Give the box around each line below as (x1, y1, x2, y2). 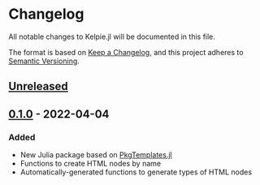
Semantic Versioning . (8, 56, 80, 66)
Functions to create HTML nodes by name (19, 159, 161, 169)
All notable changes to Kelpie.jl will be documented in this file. (8, 32, 215, 41)
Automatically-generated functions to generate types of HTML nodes (19, 167, 253, 177)
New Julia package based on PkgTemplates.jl (19, 150, 172, 160)
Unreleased (8, 80, 69, 93)
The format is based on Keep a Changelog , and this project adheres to (8, 47, 244, 57)
